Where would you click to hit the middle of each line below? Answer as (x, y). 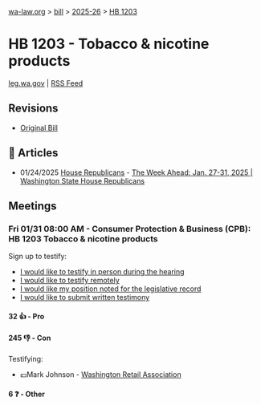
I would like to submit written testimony (85, 298)
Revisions (33, 109)
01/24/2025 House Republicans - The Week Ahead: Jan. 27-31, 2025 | (136, 172)
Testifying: (26, 359)
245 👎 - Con (30, 338)
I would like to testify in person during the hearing (102, 272)
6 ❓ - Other (27, 394)
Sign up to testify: (37, 257)
